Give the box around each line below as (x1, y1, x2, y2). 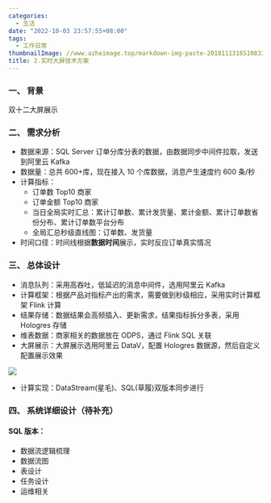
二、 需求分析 (8, 127, 60, 138)
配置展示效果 (19, 350, 63, 360)
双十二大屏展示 (8, 105, 58, 115)
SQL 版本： (8, 426, 46, 436)
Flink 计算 (29, 300, 62, 309)
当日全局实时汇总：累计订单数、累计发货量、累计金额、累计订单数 (31, 207, 252, 217)
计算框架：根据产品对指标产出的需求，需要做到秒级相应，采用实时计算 (19, 290, 254, 300)
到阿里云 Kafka (19, 157, 70, 166)
